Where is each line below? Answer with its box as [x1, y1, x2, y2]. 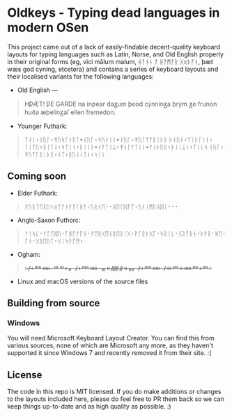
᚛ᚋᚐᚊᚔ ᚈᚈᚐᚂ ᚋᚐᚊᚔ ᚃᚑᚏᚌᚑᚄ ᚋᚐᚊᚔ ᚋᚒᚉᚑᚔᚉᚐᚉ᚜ [24, 263, 212, 272]
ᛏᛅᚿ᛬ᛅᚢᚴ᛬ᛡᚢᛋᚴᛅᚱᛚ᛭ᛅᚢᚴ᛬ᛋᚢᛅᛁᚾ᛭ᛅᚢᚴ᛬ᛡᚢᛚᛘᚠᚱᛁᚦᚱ [24, 135, 168, 143]
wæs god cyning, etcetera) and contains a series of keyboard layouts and [7, 65, 219, 73]
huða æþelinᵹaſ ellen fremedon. [24, 108, 116, 116]
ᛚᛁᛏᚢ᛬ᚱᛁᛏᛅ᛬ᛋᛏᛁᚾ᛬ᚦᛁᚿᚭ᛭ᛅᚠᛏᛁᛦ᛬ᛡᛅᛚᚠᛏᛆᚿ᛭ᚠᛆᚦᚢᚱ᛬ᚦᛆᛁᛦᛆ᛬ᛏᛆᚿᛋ [24, 143, 208, 151]
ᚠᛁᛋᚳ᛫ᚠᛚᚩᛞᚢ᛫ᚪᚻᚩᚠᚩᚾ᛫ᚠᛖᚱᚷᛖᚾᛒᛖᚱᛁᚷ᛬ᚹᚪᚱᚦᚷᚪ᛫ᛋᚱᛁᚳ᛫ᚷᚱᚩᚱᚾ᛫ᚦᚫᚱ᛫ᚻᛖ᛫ [24, 229, 226, 237]
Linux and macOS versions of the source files [17, 277, 148, 285]
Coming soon [7, 171, 67, 182]
